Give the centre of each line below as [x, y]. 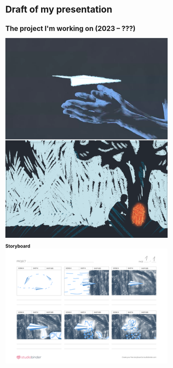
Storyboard [18, 246]
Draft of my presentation [59, 10]
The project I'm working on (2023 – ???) [71, 29]
